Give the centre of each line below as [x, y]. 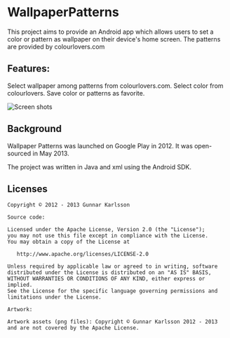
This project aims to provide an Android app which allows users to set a [110, 32]
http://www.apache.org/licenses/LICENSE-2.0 [83, 254]
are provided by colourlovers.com [56, 46]
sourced [19, 153]
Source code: [26, 217]
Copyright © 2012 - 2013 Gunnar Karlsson [69, 205]
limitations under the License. [54, 297]
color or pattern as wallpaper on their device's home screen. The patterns [114, 39]
